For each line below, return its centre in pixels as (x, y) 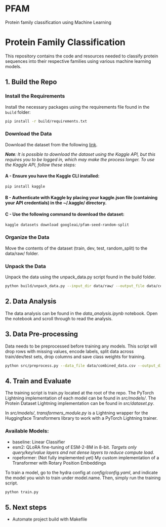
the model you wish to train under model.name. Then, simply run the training (83, 478)
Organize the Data (27, 237)
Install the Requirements (35, 96)
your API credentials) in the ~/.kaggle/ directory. (56, 203)
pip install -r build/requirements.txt (46, 121)
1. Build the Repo (31, 82)
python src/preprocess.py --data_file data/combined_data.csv (70, 366)
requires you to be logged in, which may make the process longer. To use (80, 159)
